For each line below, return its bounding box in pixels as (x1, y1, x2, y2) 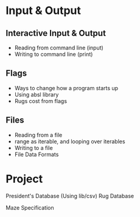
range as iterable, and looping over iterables (14, 138, 125, 145)
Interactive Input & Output (5, 28, 106, 38)
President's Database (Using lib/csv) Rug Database (5, 192, 135, 199)
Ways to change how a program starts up (14, 84, 119, 91)
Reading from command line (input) (14, 44, 104, 51)
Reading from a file (14, 131, 63, 138)
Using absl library (14, 91, 59, 98)
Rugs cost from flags (14, 97, 68, 104)
